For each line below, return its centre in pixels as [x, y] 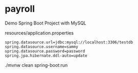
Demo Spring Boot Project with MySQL [45, 23]
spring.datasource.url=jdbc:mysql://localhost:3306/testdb [69, 42]
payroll [20, 9]
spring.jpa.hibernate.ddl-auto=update [46, 56]
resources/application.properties [39, 33]
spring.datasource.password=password [45, 51]
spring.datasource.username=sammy [42, 46]
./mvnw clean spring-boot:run [36, 65]
